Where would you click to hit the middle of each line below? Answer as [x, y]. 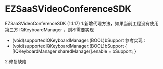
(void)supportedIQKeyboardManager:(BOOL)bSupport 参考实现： [80, 40]
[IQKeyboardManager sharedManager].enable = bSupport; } [74, 51]
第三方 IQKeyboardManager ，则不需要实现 [50, 30]
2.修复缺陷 [16, 61]
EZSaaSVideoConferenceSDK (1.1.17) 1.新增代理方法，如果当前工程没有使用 [82, 23]
